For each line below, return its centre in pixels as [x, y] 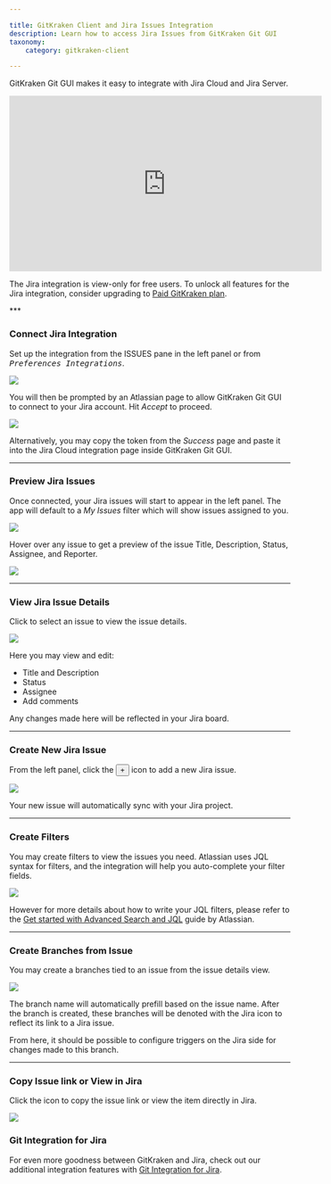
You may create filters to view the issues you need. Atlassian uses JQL [139, 857]
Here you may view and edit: [62, 656]
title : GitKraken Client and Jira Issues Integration [112, 25]
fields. [21, 875]
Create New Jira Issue [58, 750]
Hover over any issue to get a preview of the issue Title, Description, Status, [149, 544]
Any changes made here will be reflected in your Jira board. [119, 718]
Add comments [50, 701]
